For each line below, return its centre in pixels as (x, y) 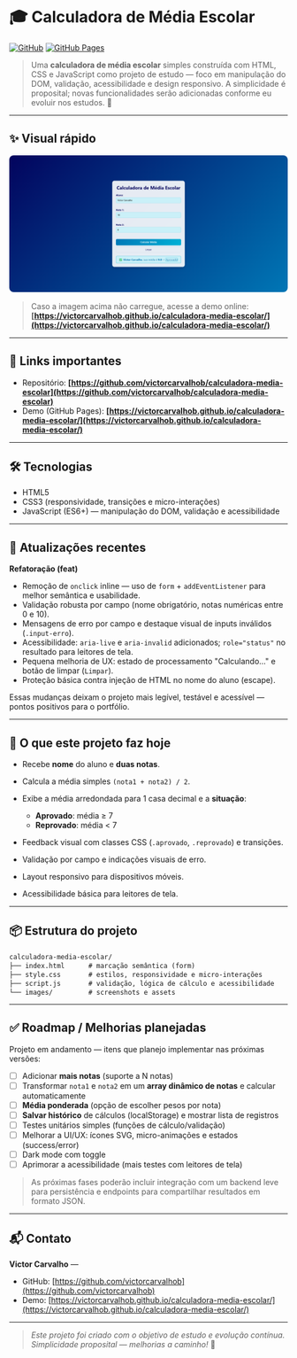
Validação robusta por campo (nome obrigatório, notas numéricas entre (152, 605)
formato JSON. (58, 1201)
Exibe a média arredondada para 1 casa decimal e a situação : (134, 799)
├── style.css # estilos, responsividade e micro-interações (136, 974)
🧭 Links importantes (65, 361)
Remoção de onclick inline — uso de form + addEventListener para (144, 586)
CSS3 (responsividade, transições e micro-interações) (121, 502)
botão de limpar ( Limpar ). (68, 671)
